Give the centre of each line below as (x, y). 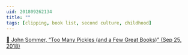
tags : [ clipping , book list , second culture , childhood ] (79, 23)
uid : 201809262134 (29, 12)
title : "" (19, 17)
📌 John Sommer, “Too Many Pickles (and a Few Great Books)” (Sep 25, (94, 40)
